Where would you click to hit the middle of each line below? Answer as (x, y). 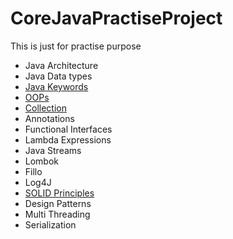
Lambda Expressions (68, 139)
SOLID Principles (59, 193)
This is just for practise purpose (76, 46)
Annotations (49, 118)
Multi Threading (57, 214)
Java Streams (53, 150)
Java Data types (58, 76)
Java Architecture (61, 65)
